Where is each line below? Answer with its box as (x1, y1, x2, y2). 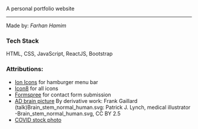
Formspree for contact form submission (14, 91, 111, 98)
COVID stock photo (14, 116, 62, 123)
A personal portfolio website (6, 5, 75, 12)
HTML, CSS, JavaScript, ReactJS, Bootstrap (6, 50, 113, 57)
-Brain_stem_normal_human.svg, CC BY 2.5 (14, 109, 121, 117)
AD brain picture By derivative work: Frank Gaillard (14, 97, 138, 104)
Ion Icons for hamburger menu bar (14, 78, 98, 85)
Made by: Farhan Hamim (6, 22, 67, 29)
